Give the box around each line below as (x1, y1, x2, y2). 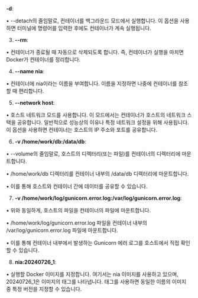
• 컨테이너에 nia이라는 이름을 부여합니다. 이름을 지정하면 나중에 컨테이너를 (6, 80, 177, 87)
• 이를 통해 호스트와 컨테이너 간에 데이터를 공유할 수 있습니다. (6, 183, 148, 190)
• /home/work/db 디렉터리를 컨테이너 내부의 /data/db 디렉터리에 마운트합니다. (6, 170, 189, 177)
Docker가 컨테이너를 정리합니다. (6, 56, 81, 63)
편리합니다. (18, 88, 44, 94)
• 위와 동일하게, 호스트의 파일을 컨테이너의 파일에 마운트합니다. (6, 207, 151, 213)
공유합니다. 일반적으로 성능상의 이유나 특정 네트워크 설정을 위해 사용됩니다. (17, 119, 189, 126)
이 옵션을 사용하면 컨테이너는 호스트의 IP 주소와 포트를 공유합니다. (6, 127, 158, 133)
